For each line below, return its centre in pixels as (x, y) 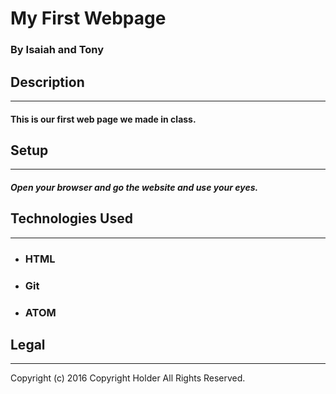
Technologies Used (71, 218)
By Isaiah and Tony (57, 50)
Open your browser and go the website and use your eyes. (134, 187)
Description (47, 82)
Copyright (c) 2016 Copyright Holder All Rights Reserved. (128, 378)
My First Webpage (88, 18)
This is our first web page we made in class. (103, 119)
